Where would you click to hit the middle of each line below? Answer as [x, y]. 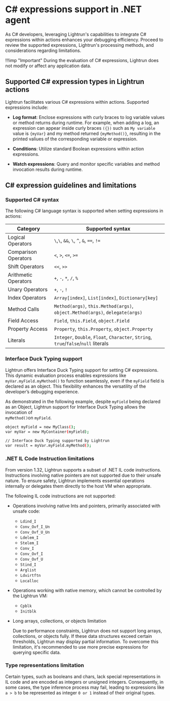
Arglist [28, 570]
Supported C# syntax [32, 200]
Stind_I [28, 565]
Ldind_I [28, 521]
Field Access [23, 320]
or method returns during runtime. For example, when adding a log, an [86, 123]
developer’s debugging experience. [42, 391]
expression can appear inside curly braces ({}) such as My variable [84, 128]
